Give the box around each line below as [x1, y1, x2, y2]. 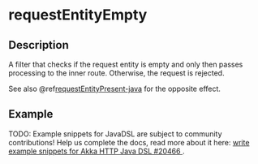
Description [8, 38, 69, 52]
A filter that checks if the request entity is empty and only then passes [8, 59, 243, 69]
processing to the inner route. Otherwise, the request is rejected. [8, 68, 225, 78]
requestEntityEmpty [8, 6, 148, 24]
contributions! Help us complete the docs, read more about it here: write [8, 137, 250, 147]
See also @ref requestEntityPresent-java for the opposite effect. [8, 84, 221, 93]
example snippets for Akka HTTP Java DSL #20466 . [8, 146, 185, 156]
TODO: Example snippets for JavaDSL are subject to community [8, 128, 222, 139]
